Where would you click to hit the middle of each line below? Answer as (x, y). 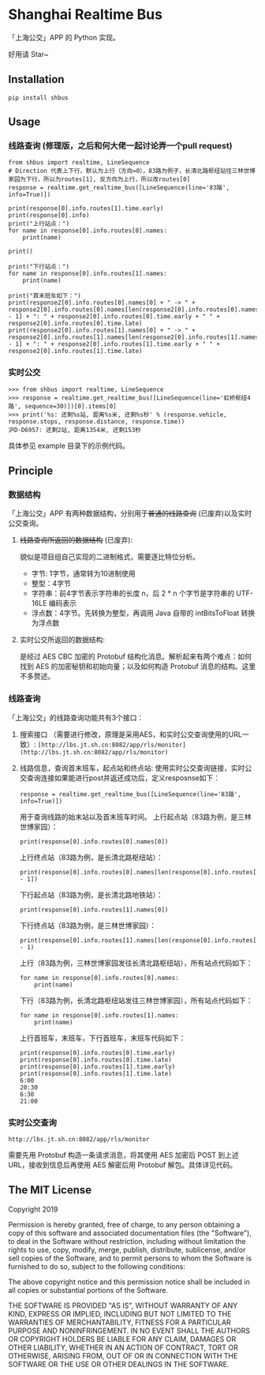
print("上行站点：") (39, 224)
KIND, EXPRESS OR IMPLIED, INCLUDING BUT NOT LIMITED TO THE (120, 1313)
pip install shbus (38, 98)
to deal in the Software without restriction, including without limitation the (127, 1241)
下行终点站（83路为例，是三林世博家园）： (88, 925)
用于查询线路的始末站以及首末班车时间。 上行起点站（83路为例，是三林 (136, 817)
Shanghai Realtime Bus (86, 15)
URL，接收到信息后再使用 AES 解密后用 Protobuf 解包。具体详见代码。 (123, 1165)
